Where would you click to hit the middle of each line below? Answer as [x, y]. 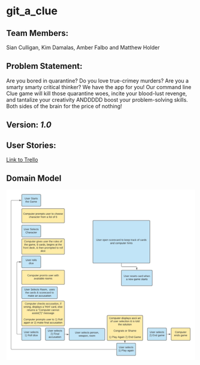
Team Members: [37, 33]
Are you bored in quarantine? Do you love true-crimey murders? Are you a [98, 80]
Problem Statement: [44, 66]
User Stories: [31, 145]
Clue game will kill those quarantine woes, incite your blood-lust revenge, [97, 93]
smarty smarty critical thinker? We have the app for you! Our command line [99, 87]
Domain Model [34, 179]
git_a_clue [32, 11]
